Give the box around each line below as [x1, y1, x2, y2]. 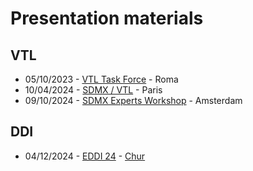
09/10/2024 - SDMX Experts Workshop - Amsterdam [24, 95, 243, 106]
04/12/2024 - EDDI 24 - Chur [24, 150, 146, 162]
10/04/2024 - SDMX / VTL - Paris [24, 84, 163, 96]
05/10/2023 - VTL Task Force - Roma [24, 73, 179, 85]
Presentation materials [10, 7, 204, 30]
